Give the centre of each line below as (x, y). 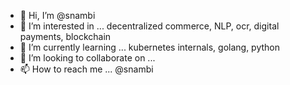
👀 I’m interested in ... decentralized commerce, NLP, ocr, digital (149, 26)
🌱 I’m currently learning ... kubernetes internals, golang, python (150, 47)
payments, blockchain (65, 36)
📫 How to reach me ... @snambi (86, 69)
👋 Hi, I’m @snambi (57, 15)
